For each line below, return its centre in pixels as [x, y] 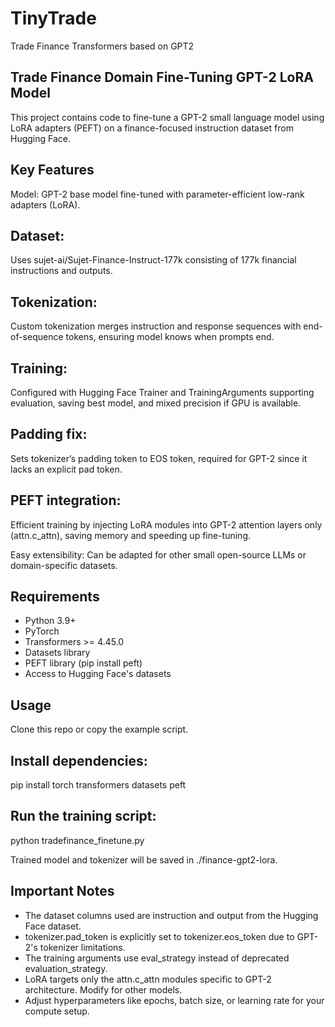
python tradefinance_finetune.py [77, 840]
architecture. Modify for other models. [103, 989]
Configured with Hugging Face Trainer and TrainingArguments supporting [162, 392]
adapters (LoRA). [45, 204]
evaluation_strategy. [66, 968]
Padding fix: [49, 434]
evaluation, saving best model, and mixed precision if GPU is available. [156, 403]
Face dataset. [53, 926]
